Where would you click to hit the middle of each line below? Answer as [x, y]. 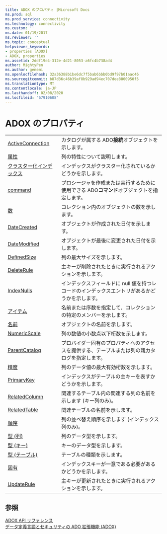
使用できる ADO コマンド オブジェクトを [107, 190]
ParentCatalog [24, 350]
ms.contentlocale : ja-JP [31, 88]
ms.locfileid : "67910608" [32, 97]
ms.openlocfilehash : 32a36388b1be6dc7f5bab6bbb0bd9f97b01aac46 [72, 75]
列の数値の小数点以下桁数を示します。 [106, 334]
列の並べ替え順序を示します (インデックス [110, 419]
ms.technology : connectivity [35, 24]
